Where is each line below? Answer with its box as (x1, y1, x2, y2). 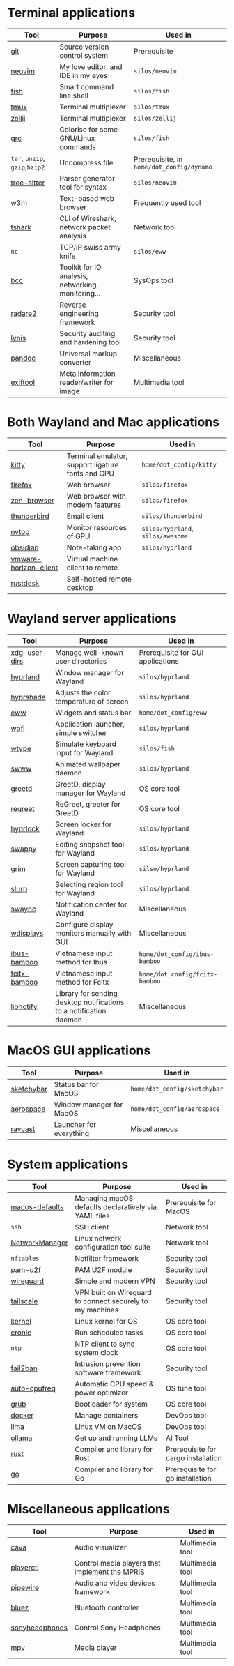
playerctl (10, 1562, 40, 1572)
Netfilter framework (75, 1253, 139, 1263)
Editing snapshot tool (55, 839, 125, 849)
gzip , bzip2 (10, 162, 45, 172)
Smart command (58, 82, 114, 91)
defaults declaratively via (75, 1202, 157, 1211)
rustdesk (10, 578, 40, 588)
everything (54, 1128, 90, 1138)
